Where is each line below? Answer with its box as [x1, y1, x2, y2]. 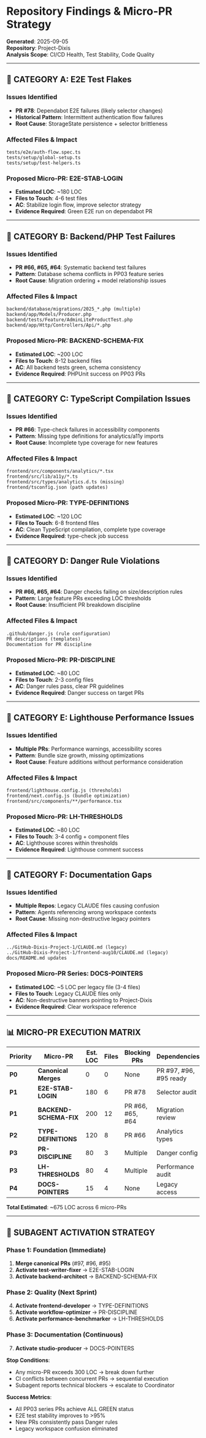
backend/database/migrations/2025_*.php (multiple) [6, 306, 141, 312]
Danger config [156, 1148, 198, 1157]
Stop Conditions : [6, 1356, 50, 1364]
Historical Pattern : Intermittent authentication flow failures [15, 113, 164, 120]
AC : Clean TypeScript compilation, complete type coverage [15, 526, 166, 533]
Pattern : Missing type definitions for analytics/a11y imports [15, 432, 164, 440]
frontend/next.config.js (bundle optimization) [6, 793, 131, 799]
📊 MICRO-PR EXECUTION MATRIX [6, 1027, 141, 1038]
